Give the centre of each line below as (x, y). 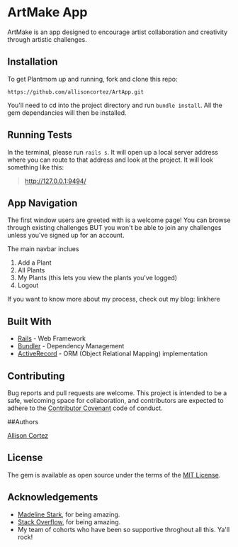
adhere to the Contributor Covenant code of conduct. (85, 408)
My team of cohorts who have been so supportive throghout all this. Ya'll (124, 529)
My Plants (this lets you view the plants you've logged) (97, 278)
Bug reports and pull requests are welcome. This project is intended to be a (117, 393)
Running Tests (40, 135)
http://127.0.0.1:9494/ (55, 181)
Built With (29, 321)
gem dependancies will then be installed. (67, 112)
